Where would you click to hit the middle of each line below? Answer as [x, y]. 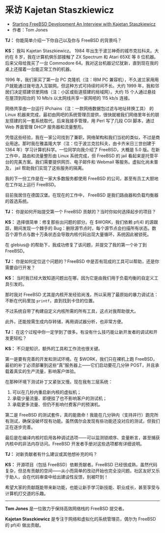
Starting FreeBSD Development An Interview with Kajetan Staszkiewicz [84, 24]
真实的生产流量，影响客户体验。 [46, 371]
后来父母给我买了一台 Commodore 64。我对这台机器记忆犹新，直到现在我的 [82, 63]
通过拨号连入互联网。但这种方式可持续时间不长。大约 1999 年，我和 [86, 85]
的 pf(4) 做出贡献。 [24, 525]
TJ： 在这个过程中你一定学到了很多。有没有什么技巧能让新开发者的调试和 [79, 332]
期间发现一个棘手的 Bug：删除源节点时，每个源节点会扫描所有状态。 [83, 228]
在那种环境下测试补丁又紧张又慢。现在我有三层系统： [59, 382]
